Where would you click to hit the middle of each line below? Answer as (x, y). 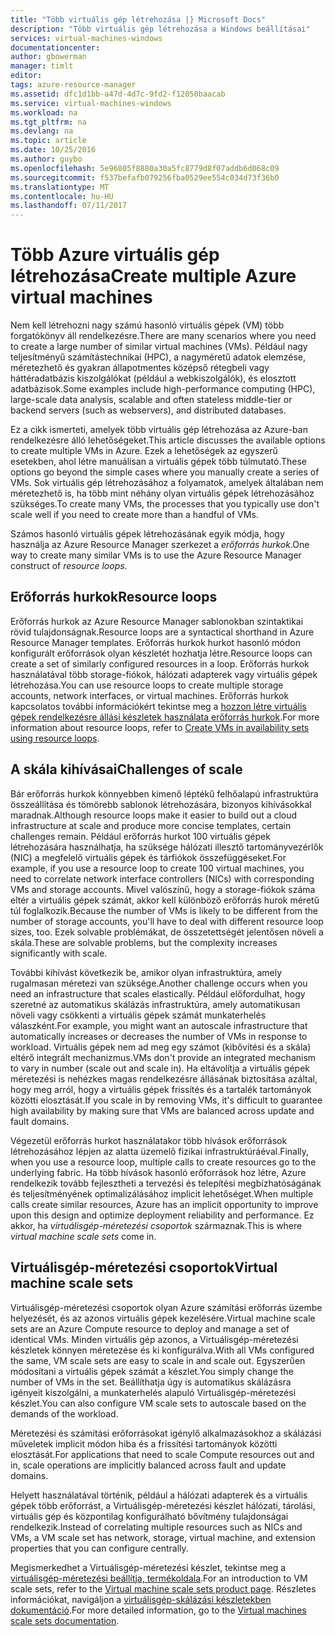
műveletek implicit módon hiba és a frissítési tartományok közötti (144, 1443)
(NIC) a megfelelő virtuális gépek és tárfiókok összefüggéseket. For (148, 857)
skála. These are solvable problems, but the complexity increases (144, 942)
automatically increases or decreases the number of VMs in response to (159, 1036)
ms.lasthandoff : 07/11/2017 (69, 206)
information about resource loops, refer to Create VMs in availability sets (160, 727)
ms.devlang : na (42, 131)
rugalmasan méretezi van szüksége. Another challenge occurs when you (159, 983)
